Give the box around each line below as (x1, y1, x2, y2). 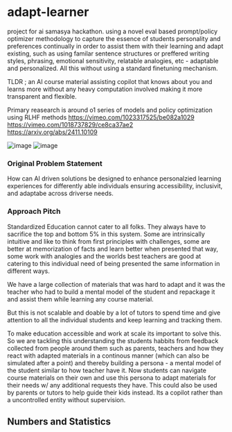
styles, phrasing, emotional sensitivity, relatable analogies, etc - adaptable (7, 56, 219, 65)
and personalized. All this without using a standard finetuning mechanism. (7, 64, 218, 72)
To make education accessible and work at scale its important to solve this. (7, 329, 222, 338)
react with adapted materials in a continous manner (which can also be (7, 351, 210, 360)
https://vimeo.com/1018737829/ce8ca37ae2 (7, 120, 134, 128)
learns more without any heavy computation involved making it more (7, 85, 203, 93)
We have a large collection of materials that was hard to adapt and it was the (7, 280, 226, 288)
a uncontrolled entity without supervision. (7, 395, 126, 404)
